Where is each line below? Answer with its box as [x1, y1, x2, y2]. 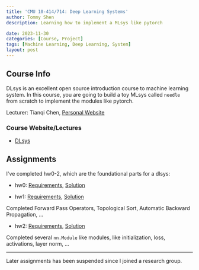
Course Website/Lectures [6, 123, 82, 132]
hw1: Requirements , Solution [14, 193, 84, 200]
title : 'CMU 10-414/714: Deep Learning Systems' [6, 8, 129, 15]
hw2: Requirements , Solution [14, 222, 85, 229]
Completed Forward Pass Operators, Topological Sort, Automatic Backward [6, 204, 191, 211]
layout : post [6, 47, 38, 53]
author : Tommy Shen [6, 14, 54, 20]
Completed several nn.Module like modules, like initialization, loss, [6, 234, 166, 241]
